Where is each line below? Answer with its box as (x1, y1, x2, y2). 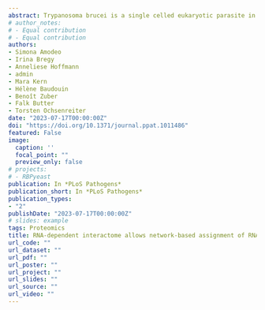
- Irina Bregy (8, 56, 55, 64)
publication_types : (8, 195, 73, 203)
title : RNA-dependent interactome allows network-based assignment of (8, 232, 245, 240)
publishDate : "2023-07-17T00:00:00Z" (8, 210, 132, 218)
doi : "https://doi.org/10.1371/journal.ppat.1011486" (8, 121, 189, 129)
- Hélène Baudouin (8, 84, 69, 93)
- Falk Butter (8, 99, 55, 107)
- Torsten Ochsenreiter (8, 107, 87, 115)
